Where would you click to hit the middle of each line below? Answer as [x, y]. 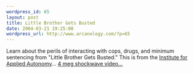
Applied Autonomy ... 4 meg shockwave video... [65, 64]
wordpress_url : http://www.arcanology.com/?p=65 [68, 34]
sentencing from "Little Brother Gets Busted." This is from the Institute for [97, 57]
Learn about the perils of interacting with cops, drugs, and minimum [90, 51]
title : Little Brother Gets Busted [51, 23]
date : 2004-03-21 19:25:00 [40, 28]
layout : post [23, 17]
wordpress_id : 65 [28, 12]
